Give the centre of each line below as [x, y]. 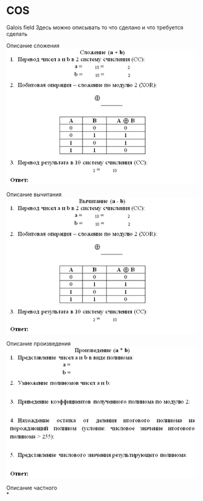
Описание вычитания [34, 194]
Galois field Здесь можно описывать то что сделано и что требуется [95, 27]
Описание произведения [39, 343]
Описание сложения [33, 46]
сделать [17, 33]
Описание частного [32, 488]
